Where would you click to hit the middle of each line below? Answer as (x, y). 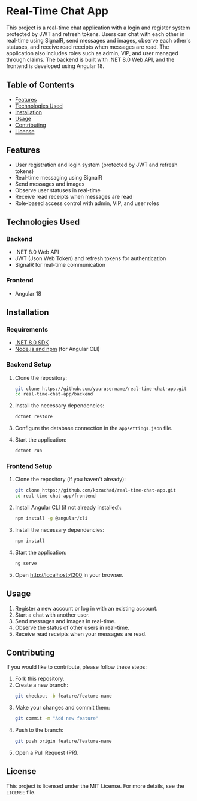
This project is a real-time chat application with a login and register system (98, 28)
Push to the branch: (39, 730)
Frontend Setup (29, 466)
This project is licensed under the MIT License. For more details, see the (95, 786)
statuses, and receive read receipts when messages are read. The (88, 47)
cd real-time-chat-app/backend (54, 394)
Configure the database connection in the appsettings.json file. (94, 428)
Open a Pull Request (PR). (47, 752)
